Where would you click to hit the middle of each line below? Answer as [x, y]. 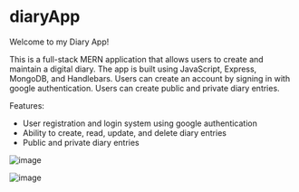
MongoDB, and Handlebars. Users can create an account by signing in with [150, 78]
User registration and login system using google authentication [140, 123]
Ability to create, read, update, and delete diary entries [124, 132]
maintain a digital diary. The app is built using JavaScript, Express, [133, 69]
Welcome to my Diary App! [59, 42]
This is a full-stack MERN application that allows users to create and [137, 59]
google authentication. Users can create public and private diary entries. [145, 88]
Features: [27, 105]
